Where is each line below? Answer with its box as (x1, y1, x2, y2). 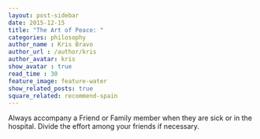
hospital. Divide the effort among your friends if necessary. (8, 122, 199, 131)
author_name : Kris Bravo (8, 41, 93, 49)
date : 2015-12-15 (8, 19, 65, 27)
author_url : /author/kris (8, 48, 97, 56)
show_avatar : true (8, 63, 72, 71)
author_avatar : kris (8, 56, 76, 64)
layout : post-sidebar (8, 11, 80, 20)
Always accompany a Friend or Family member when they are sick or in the (8, 113, 252, 123)
